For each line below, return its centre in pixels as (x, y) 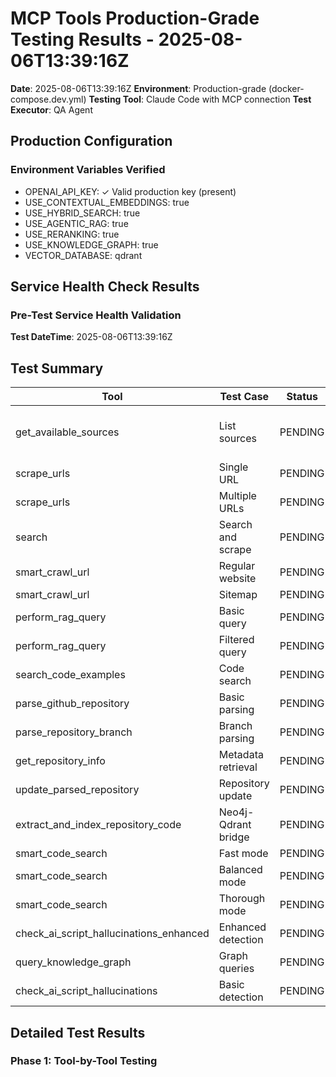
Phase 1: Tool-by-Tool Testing (84, 1061)
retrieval (238, 767)
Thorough (242, 899)
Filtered (236, 640)
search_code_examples (70, 675)
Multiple (237, 496)
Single (233, 467)
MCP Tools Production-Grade (135, 18)
